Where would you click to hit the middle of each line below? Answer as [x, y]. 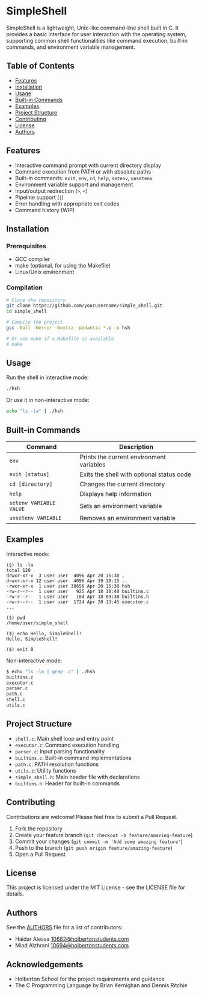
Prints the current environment [123, 457]
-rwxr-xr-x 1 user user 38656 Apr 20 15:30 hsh [68, 586]
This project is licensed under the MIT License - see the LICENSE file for [96, 888]
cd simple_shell [26, 312]
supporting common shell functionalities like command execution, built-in [97, 40]
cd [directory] [31, 484]
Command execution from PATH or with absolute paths [83, 171]
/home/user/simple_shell [37, 623]
